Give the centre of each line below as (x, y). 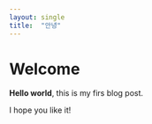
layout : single (37, 17)
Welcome (45, 69)
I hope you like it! (40, 110)
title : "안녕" (35, 26)
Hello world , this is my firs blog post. (76, 93)
